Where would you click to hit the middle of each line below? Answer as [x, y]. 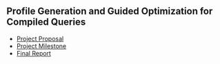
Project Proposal [40, 39]
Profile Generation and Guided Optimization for [110, 11]
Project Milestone [41, 46]
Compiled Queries [46, 22]
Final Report [33, 53]
